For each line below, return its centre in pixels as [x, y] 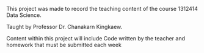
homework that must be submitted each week [64, 45]
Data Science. [24, 15]
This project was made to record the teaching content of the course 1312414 [102, 9]
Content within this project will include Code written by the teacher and [96, 38]
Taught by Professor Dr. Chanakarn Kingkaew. [64, 27]
